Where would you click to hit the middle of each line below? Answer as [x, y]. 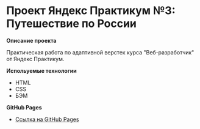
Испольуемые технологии [42, 70]
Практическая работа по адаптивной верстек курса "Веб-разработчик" [100, 52]
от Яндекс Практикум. [35, 59]
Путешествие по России [72, 24]
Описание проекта [31, 40]
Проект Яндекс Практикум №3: [91, 11]
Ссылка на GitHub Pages [47, 119]
